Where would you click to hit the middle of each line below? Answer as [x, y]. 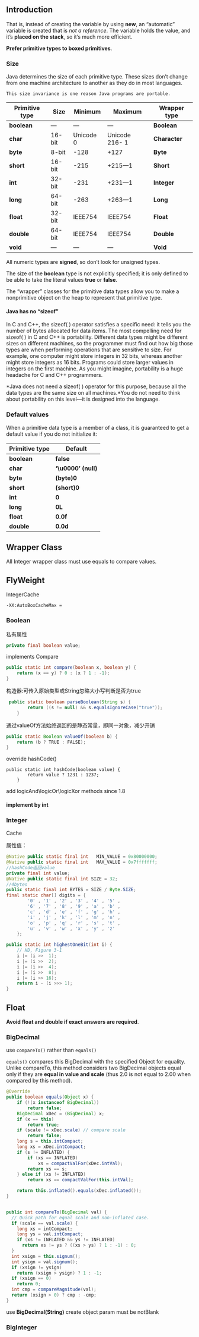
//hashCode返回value [31, 867]
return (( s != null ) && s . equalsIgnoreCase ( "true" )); [95, 707]
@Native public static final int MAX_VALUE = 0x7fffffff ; [82, 862]
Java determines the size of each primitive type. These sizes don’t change [97, 77]
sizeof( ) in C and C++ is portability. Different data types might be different [97, 337]
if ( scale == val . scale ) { [45, 1223]
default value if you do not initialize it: [52, 434]
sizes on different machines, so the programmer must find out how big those [99, 344]
